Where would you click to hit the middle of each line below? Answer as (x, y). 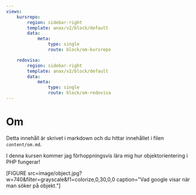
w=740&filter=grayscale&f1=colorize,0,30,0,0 (61, 179)
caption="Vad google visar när (153, 179)
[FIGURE (16, 173)
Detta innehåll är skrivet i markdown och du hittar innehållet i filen (85, 138)
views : (14, 11)
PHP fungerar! (23, 162)
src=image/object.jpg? (55, 173)
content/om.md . (24, 144)
